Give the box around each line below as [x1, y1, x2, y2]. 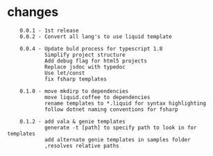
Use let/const [44, 69, 85, 76]
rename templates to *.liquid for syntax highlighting [44, 100, 207, 107]
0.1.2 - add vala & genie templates [19, 118, 126, 125]
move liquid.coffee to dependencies [44, 94, 151, 101]
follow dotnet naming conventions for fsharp [44, 105, 178, 113]
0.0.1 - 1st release [19, 27, 79, 34]
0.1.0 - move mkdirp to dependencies [19, 87, 129, 94]
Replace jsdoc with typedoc [44, 63, 126, 70]
